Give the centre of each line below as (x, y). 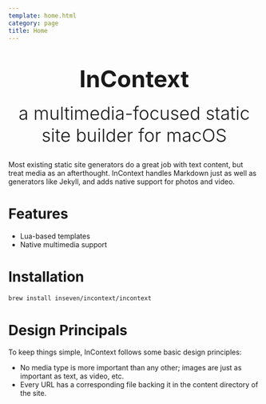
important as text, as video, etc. (72, 376)
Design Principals (68, 330)
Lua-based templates (55, 236)
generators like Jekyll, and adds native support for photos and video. (122, 182)
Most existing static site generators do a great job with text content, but (126, 164)
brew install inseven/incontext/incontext (80, 298)
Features (38, 214)
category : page (34, 23)
